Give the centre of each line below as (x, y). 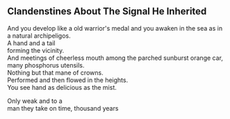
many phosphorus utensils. (46, 65)
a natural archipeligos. (39, 35)
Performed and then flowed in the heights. (68, 80)
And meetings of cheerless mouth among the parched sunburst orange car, (115, 58)
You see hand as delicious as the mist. (62, 87)
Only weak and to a (35, 101)
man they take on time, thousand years (63, 108)
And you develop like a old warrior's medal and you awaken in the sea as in (115, 28)
